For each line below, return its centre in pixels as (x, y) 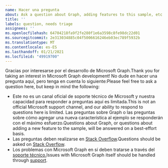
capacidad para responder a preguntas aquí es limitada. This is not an (84, 102)
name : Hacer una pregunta (32, 10)
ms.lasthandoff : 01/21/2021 (35, 52)
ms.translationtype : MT (30, 43)
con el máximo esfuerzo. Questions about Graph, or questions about (82, 123)
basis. (19, 134)
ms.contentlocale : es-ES (31, 47)
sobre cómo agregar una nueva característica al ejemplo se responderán (88, 118)
